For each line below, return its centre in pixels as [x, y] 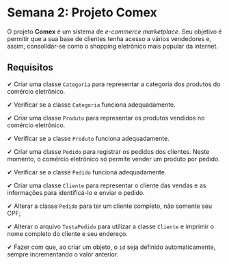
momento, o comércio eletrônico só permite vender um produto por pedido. [113, 159]
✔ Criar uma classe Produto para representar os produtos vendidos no [106, 118]
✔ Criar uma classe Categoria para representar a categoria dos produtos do [114, 84]
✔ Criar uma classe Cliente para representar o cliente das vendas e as [107, 185]
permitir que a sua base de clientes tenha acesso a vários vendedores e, [109, 38]
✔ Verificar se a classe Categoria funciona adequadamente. [91, 105]
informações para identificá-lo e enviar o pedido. [76, 192]
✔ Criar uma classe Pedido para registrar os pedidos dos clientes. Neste [108, 151]
